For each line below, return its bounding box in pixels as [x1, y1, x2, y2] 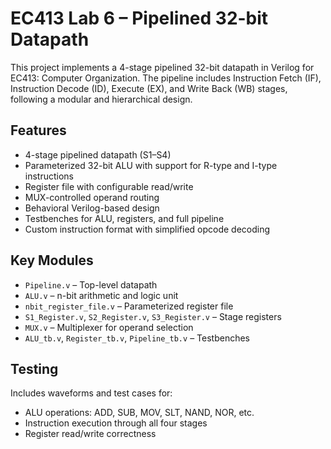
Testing [10, 360, 59, 377]
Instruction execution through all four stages [24, 417, 208, 429]
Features [10, 122, 67, 139]
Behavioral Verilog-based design [24, 202, 160, 214]
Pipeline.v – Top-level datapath [24, 278, 158, 291]
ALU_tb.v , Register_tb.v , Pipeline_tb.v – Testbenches [24, 332, 250, 344]
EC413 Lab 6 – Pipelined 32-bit [10, 7, 269, 30]
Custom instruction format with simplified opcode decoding [24, 223, 271, 235]
